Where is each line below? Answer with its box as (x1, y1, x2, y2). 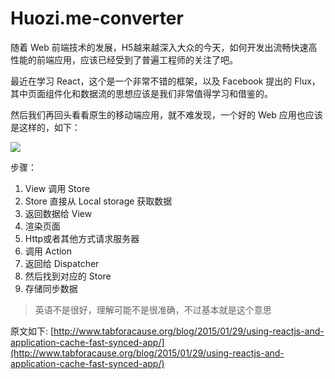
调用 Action (24, 245, 73, 257)
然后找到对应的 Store (24, 270, 112, 282)
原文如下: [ (10, 325, 55, 337)
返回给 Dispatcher (24, 257, 100, 269)
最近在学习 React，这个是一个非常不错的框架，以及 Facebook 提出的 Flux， (10, 75, 321, 87)
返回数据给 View (24, 207, 93, 219)
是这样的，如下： (10, 121, 81, 133)
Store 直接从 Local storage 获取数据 (24, 195, 173, 207)
